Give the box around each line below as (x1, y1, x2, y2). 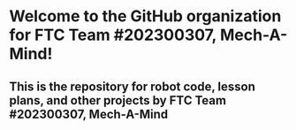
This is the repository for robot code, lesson (9, 79, 256, 94)
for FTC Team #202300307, (9, 25, 217, 45)
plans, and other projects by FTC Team (9, 93, 227, 108)
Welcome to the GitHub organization (9, 6, 282, 27)
